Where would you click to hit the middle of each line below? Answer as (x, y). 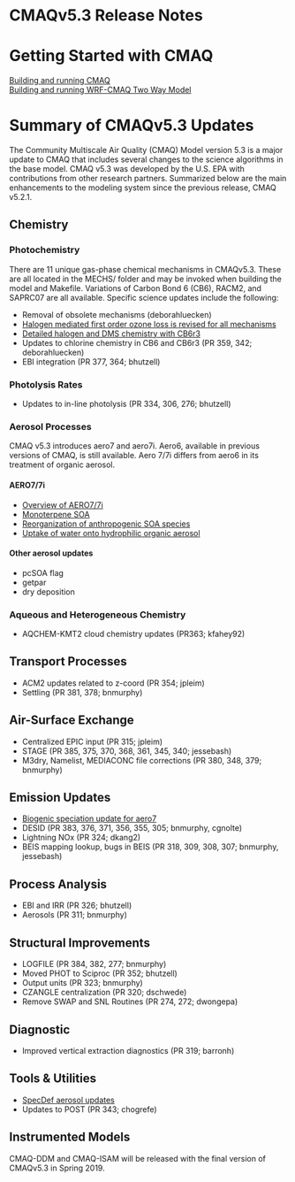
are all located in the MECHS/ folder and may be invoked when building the (146, 279)
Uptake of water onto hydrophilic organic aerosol (111, 533)
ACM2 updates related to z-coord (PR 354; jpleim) (113, 683)
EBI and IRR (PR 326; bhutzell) (77, 906)
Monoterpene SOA (56, 514)
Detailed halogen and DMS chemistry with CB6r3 (111, 334)
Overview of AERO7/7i (62, 504)
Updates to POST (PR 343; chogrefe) (89, 1109)
